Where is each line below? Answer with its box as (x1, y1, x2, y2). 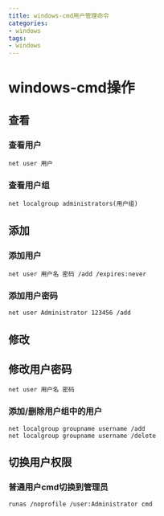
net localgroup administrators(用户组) (8, 200, 138, 208)
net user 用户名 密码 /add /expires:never (8, 270, 147, 278)
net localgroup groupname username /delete (8, 432, 157, 440)
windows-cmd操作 (8, 79, 135, 97)
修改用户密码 (8, 362, 72, 376)
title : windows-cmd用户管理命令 (8, 11, 110, 20)
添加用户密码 (8, 290, 59, 301)
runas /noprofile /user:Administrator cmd (8, 500, 153, 509)
